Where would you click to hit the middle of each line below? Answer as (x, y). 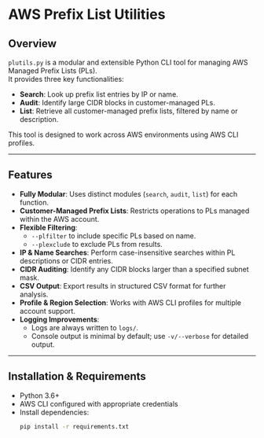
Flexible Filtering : (48, 227)
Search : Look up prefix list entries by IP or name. (99, 94)
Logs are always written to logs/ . (85, 327)
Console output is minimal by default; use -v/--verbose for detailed (140, 336)
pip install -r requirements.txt (74, 426)
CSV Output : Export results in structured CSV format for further (123, 285)
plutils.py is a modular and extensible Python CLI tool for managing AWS (128, 62)
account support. (48, 311)
